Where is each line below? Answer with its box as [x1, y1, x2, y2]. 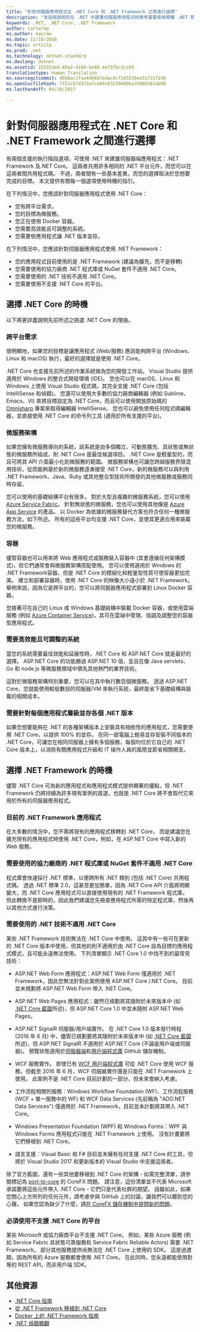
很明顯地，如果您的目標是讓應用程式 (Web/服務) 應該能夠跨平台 [6, 347, 162, 354]
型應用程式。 [6, 619, 37, 626]
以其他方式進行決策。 [6, 904, 58, 911]
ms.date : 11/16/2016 [6, 36, 58, 42]
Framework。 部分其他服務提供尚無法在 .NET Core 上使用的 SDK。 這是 [6, 1246, 182, 1253]
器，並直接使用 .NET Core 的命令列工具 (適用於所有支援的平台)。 [6, 412, 165, 419]
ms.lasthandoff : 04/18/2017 [6, 86, 76, 92]
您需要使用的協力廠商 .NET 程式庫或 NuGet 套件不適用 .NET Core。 [14, 265, 180, 272]
